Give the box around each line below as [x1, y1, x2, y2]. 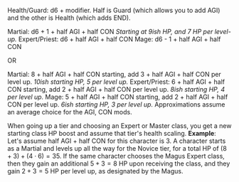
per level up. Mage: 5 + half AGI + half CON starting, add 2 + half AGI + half [7, 92, 228, 101]
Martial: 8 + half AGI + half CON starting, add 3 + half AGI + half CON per [7, 70, 222, 78]
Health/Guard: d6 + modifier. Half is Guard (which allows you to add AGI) [7, 6, 221, 14]
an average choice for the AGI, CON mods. [7, 108, 133, 116]
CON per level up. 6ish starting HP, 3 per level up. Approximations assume [7, 100, 225, 109]
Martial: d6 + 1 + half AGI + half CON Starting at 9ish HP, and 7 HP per [7, 28, 213, 36]
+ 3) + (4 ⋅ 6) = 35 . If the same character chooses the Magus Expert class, [7, 152, 225, 160]
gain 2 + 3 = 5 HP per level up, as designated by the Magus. [7, 167, 184, 175]
